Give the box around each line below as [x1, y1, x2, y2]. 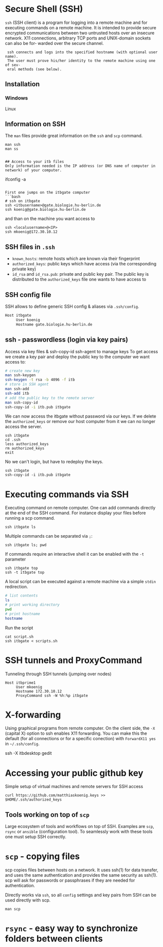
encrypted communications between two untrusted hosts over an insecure [5, 30, 155, 36]
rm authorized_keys [5, 446, 45, 451]
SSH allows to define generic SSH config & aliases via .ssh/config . [5, 303, 140, 309]
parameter [5, 556, 26, 562]
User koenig [16, 317, 40, 322]
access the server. [5, 423, 42, 430]
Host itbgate [5, 313, 32, 318]
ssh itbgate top [5, 566, 38, 571]
